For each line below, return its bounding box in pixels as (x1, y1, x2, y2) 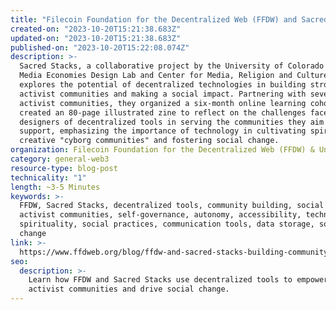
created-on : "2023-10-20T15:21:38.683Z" (10, 24, 182, 34)
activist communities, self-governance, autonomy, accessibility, (19, 210, 302, 220)
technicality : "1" (10, 172, 87, 183)
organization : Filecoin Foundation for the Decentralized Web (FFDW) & (10, 145, 315, 155)
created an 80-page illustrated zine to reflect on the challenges (19, 107, 307, 118)
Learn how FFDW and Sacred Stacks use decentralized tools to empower (28, 275, 329, 285)
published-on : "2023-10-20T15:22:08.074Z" (10, 42, 190, 53)
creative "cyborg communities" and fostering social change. (19, 136, 280, 146)
